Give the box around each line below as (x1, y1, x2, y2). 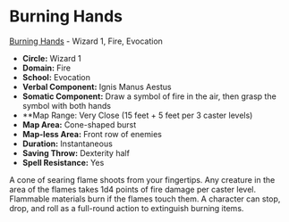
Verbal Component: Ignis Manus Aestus (21, 81, 172, 92)
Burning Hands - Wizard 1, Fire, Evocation (9, 36, 164, 46)
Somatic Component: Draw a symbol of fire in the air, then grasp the (21, 91, 277, 102)
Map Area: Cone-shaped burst (21, 119, 137, 130)
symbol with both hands (21, 100, 112, 111)
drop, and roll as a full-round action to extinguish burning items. (9, 202, 244, 213)
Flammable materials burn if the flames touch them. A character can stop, (9, 193, 281, 204)
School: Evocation (21, 71, 91, 82)
